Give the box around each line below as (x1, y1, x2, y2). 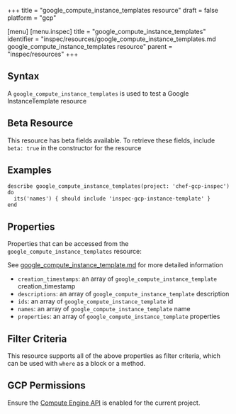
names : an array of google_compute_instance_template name (17, 305, 191, 313)
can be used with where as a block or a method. (7, 359, 146, 368)
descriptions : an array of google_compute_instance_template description (17, 290, 230, 298)
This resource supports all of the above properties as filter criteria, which (7, 352, 221, 360)
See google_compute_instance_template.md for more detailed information (7, 261, 223, 269)
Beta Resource (7, 117, 74, 130)
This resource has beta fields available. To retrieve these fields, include (7, 136, 215, 145)
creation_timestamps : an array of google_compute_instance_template (17, 274, 218, 283)
